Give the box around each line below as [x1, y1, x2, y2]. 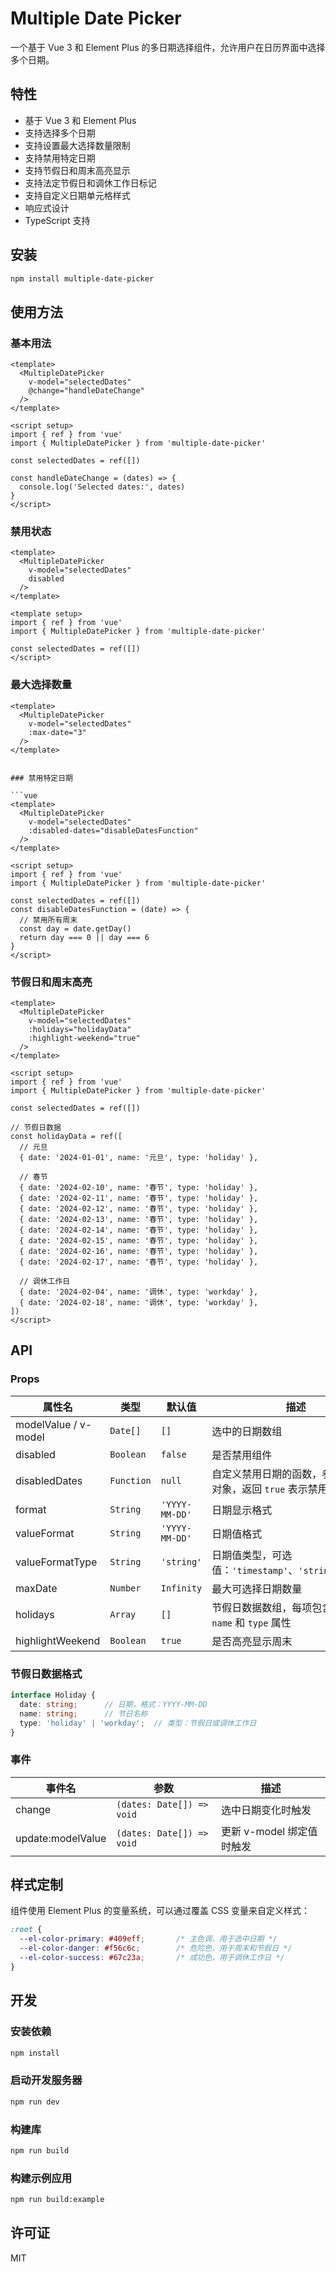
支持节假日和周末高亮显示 [24, 164, 131, 176]
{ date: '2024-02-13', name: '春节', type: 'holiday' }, [19, 1215, 259, 1225]
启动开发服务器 [10, 2073, 83, 2087]
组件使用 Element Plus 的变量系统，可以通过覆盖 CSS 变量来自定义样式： [10, 1905, 311, 1917]
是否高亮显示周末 [211, 1634, 293, 1648]
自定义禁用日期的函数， [211, 1467, 323, 1481]
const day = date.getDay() [19, 923, 132, 934]
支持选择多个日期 [24, 127, 96, 139]
